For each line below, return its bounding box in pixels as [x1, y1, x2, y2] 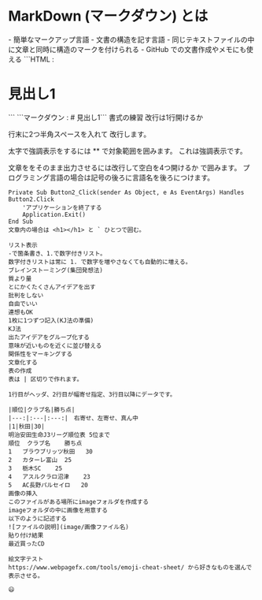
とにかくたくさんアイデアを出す [8, 283, 96, 291]
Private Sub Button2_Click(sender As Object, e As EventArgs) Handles [8, 188, 245, 196]
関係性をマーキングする [8, 350, 73, 358]
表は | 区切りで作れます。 [8, 375, 83, 383]
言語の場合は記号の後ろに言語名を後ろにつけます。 [49, 173, 215, 182]
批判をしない [8, 291, 44, 300]
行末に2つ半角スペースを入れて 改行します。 [8, 129, 151, 139]
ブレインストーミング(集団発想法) [8, 266, 104, 274]
